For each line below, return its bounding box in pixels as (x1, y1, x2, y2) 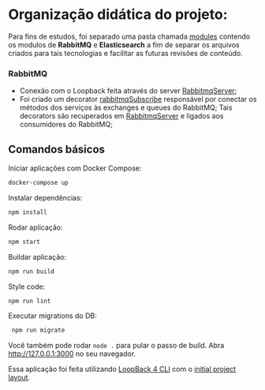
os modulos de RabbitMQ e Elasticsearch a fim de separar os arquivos (8, 39, 240, 49)
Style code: (8, 282, 46, 291)
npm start (8, 238, 41, 246)
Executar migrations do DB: (8, 311, 97, 321)
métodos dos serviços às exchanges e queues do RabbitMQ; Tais (19, 103, 233, 112)
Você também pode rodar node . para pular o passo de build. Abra (8, 341, 225, 351)
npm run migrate (11, 326, 65, 335)
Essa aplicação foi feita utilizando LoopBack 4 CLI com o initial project (8, 365, 237, 374)
